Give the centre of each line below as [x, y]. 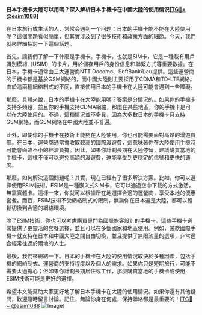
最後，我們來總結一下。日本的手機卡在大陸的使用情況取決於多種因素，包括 [98, 256]
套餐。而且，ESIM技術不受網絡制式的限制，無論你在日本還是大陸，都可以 [97, 200]
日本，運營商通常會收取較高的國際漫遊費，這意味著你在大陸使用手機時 [109, 142]
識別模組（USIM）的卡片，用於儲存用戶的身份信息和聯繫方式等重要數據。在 [100, 64]
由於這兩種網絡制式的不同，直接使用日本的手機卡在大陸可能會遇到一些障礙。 [101, 86]
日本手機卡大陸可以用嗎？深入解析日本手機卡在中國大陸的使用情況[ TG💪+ [96, 9]
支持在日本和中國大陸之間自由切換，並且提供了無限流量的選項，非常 [106, 235]
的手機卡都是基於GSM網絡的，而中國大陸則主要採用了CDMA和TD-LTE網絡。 [101, 79]
